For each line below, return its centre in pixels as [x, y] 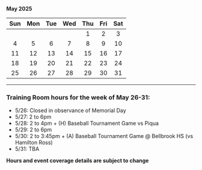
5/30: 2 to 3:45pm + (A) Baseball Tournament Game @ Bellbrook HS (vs [104, 136]
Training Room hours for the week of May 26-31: [78, 97]
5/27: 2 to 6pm [33, 117]
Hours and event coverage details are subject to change [78, 161]
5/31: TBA [27, 149]
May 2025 [19, 9]
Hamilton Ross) [34, 143]
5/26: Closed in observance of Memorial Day [70, 110]
